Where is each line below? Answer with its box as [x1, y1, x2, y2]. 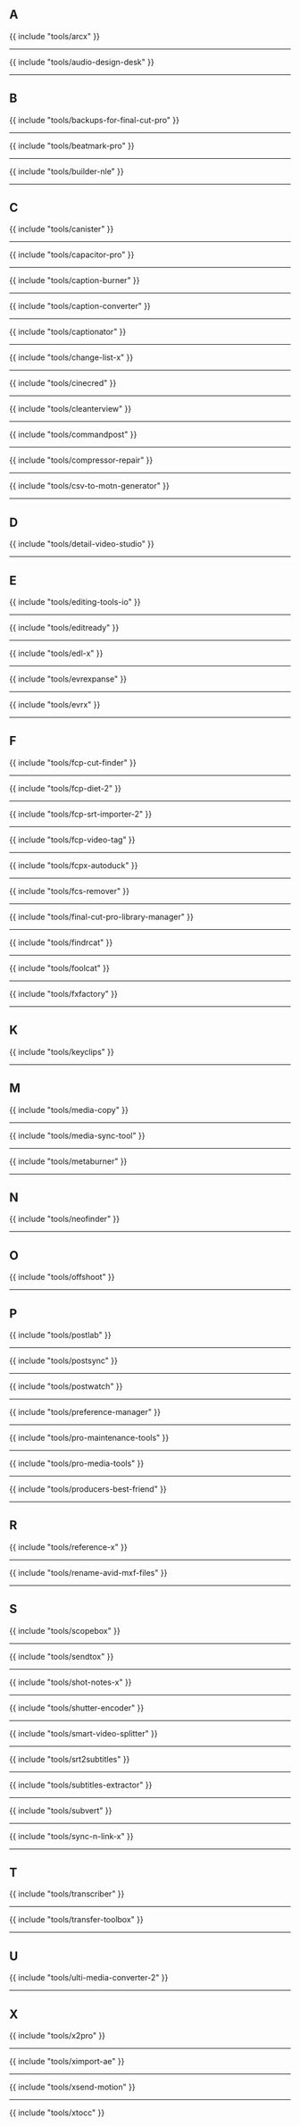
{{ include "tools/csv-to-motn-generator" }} [9, 481, 170, 491]
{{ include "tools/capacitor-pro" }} [9, 249, 135, 260]
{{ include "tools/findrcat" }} [9, 937, 113, 948]
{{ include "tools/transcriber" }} [9, 1888, 125, 1899]
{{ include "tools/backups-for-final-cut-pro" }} [9, 114, 180, 125]
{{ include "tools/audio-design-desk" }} [9, 56, 154, 67]
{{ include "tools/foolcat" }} [9, 962, 110, 973]
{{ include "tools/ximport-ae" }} [9, 2056, 125, 2066]
